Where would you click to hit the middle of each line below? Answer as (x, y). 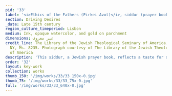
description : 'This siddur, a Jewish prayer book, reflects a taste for (84, 57)
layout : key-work (24, 67)
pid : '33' (16, 10)
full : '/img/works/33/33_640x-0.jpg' (46, 85)
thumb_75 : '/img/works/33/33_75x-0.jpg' (49, 81)
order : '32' (18, 62)
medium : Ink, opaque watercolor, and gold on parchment (66, 34)
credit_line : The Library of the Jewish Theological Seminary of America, (87, 43)
